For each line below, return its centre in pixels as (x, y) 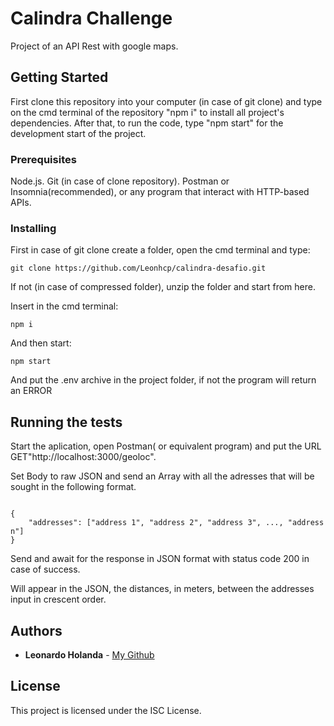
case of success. (45, 569)
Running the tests (66, 422)
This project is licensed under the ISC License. (106, 710)
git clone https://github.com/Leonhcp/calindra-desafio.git (138, 268)
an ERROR (31, 391)
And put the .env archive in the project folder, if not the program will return (163, 380)
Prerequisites (43, 159)
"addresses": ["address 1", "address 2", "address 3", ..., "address (176, 523)
